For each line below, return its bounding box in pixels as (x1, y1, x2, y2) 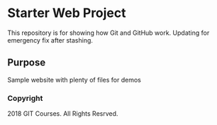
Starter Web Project (7, 5, 126, 21)
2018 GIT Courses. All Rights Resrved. (7, 109, 118, 118)
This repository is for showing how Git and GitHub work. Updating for (7, 28, 210, 37)
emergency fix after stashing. (7, 36, 94, 44)
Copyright (7, 93, 43, 103)
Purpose (7, 57, 46, 69)
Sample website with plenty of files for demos (7, 75, 142, 84)
